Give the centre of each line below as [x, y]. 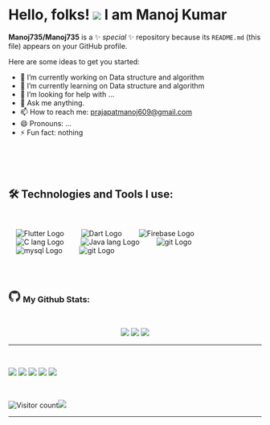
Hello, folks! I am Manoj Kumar [118, 15]
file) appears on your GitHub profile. [68, 46]
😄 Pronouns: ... [46, 123]
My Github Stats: [57, 300]
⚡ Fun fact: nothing [51, 132]
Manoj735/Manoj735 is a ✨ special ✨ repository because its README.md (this [135, 37]
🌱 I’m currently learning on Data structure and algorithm [112, 85]
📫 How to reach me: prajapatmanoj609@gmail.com [106, 112]
